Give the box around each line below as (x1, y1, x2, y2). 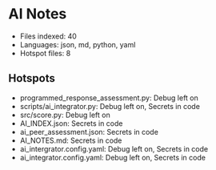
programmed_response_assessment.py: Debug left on (19, 93, 198, 103)
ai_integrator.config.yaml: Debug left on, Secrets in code (19, 152, 206, 162)
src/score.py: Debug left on (19, 110, 110, 119)
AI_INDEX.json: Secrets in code (19, 118, 123, 128)
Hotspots (8, 71, 56, 85)
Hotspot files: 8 (19, 48, 71, 58)
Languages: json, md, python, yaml (19, 39, 136, 49)
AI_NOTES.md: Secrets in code (19, 136, 122, 145)
